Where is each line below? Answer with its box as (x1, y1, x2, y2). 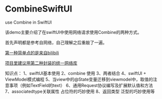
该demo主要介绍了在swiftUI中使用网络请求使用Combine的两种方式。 (5, 29, 142, 35)
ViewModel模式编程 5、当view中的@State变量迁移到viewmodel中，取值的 (5, 76, 153, 82)
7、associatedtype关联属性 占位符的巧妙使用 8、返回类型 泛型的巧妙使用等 (5, 88, 155, 94)
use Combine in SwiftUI (5, 19, 52, 25)
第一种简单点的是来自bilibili (5, 50, 59, 56)
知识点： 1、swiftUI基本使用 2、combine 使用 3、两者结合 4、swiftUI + (5, 70, 146, 76)
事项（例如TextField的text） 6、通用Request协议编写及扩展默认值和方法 (9, 82, 153, 88)
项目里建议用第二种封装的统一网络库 (5, 60, 78, 66)
